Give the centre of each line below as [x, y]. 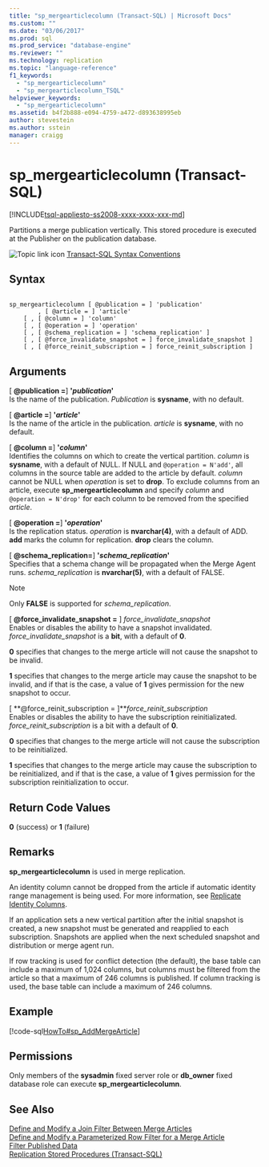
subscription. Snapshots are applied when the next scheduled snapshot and [134, 936]
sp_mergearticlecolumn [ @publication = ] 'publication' [106, 305]
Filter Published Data [44, 1146]
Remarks [32, 852]
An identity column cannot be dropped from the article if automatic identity [132, 887]
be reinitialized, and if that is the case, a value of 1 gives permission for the [132, 774]
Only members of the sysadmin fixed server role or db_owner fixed [121, 1075]
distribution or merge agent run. [62, 945]
